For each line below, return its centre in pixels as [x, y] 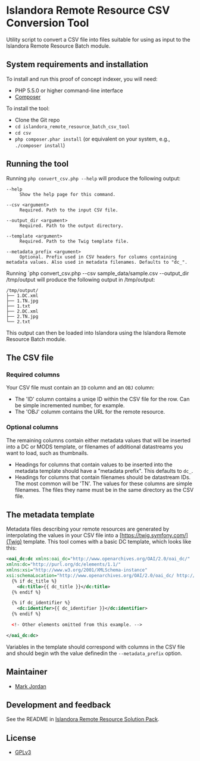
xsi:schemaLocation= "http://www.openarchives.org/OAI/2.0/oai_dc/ [90, 575]
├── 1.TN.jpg [22, 301]
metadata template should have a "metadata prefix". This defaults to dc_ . [104, 470]
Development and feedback [59, 705]
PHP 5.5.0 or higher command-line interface [69, 91]
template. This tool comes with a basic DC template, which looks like [107, 542]
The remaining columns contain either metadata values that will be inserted [99, 440]
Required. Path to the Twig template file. [74, 241]
